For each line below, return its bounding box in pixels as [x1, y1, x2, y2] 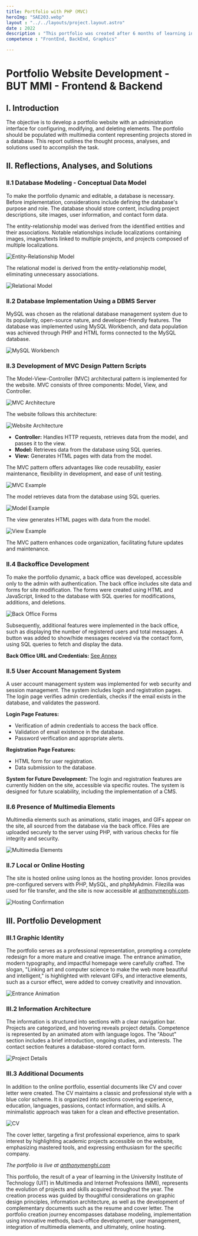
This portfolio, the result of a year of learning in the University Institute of [6, 1173, 183, 1180]
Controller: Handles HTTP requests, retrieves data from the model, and [14, 433, 189, 441]
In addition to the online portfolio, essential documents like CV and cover [6, 1083, 183, 1090]
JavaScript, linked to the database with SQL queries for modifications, [6, 593, 176, 600]
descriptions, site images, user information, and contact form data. [6, 211, 168, 218]
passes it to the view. [14, 440, 66, 447]
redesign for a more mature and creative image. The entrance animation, [6, 954, 183, 961]
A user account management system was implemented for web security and [6, 680, 192, 687]
